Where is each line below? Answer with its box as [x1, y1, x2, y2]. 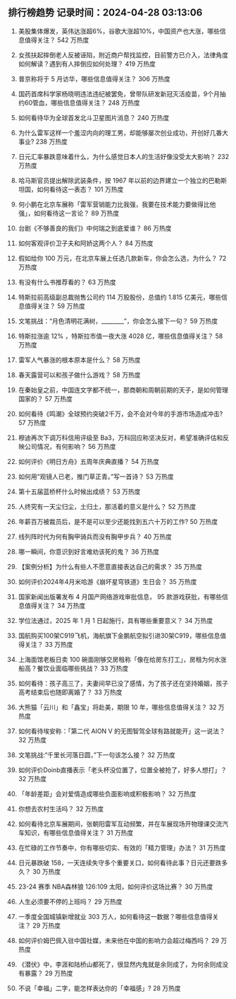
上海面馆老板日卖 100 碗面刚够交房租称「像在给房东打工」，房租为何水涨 [18, 655, 228, 663]
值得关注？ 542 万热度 [24, 35, 89, 44]
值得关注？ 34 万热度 [24, 601, 86, 609]
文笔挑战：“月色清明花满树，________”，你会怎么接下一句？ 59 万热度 [18, 317, 218, 325]
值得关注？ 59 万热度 [24, 301, 85, 310]
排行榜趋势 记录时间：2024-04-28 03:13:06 [8, 6, 203, 19]
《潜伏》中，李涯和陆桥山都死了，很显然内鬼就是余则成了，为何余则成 [18, 960, 223, 969]
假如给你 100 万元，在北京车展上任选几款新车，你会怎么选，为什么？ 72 [18, 254, 227, 262]
